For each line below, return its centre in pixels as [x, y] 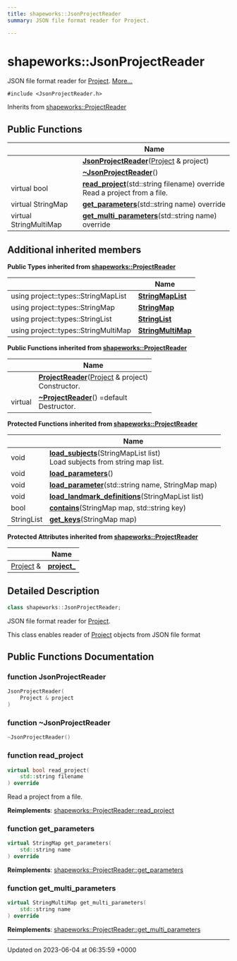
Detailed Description [54, 591]
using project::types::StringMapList [69, 296]
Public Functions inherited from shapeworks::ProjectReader [97, 348]
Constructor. [59, 386]
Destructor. [57, 407]
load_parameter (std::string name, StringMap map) [133, 485]
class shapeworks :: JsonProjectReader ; [64, 607]
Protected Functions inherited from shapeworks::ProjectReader [103, 424]
